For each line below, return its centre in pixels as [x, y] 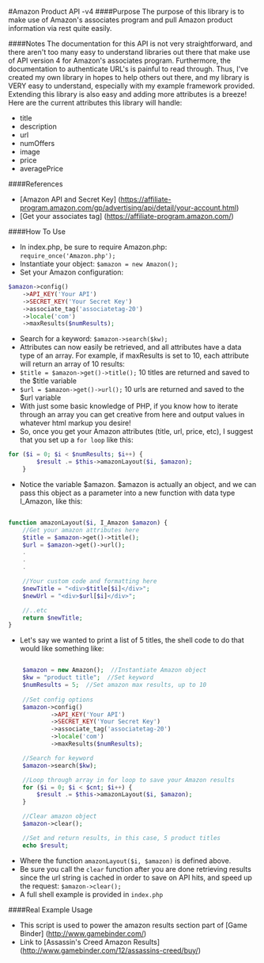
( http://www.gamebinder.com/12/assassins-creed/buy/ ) [110, 950]
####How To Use [37, 232]
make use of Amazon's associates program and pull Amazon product [121, 20]
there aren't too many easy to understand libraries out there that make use [129, 52]
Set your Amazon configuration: [72, 272]
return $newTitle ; [53, 618]
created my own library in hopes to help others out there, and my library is [129, 77]
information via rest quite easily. [60, 28]
